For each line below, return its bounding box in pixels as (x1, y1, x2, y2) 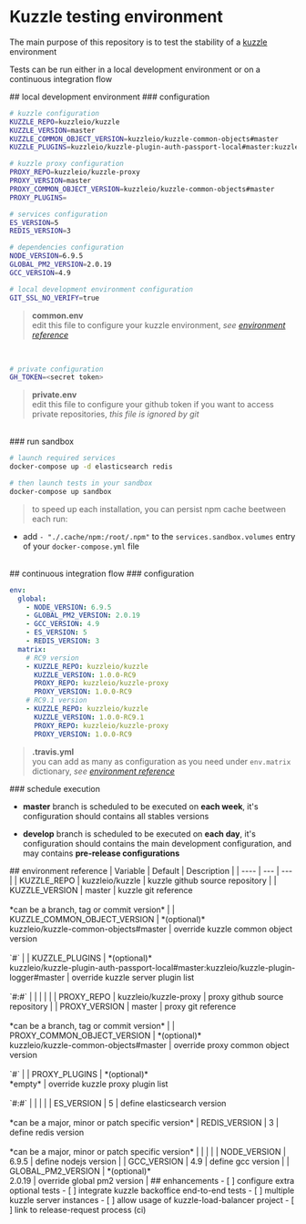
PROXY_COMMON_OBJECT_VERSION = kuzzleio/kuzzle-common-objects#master (9, 184, 275, 193)
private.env (31, 389, 77, 400)
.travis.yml (31, 746, 75, 757)
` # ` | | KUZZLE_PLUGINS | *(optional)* (9, 952, 153, 963)
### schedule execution (9, 783, 100, 794)
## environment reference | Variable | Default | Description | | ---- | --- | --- (9, 865, 293, 876)
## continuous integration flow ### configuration (9, 568, 194, 579)
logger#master (9, 972, 66, 982)
